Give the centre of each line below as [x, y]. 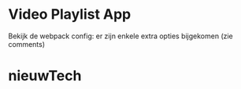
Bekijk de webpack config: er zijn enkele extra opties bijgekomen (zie [121, 36]
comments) [27, 44]
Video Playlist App [70, 14]
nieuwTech [45, 76]
